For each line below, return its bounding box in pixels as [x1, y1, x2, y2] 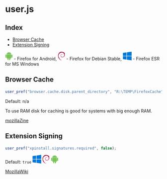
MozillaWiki [5, 169, 29, 175]
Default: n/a [5, 98, 29, 104]
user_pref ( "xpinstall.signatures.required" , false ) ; [5, 146, 117, 151]
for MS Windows [5, 61, 39, 67]
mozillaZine [5, 117, 29, 123]
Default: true [5, 159, 32, 165]
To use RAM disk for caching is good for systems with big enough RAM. [5, 108, 153, 114]
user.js [5, 3, 34, 15]
